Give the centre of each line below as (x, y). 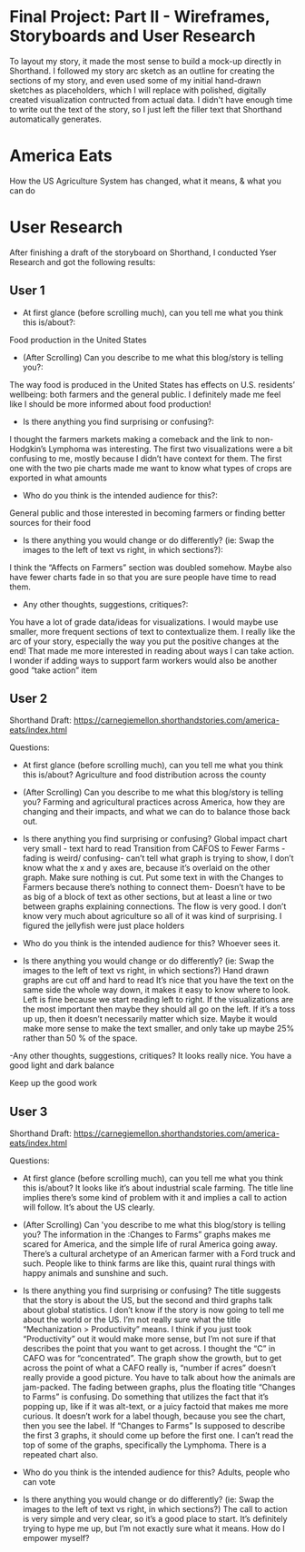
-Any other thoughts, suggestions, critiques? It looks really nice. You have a (151, 1056)
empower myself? (56, 1538)
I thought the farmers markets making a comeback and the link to (132, 439)
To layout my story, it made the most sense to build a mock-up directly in (145, 61)
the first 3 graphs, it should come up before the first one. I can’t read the (158, 1436)
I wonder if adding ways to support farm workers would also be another (143, 660)
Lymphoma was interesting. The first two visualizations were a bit (171, 449)
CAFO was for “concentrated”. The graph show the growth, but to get (152, 1359)
